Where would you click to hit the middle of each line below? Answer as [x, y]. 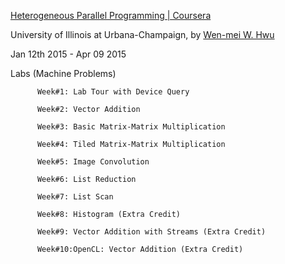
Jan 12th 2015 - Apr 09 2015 [68, 54]
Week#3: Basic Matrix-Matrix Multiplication [131, 127]
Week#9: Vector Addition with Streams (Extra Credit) [151, 232]
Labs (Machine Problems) [63, 73]
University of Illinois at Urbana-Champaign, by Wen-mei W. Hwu [142, 34]
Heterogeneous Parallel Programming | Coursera [111, 15]
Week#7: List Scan [75, 197]
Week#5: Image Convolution [93, 162]
